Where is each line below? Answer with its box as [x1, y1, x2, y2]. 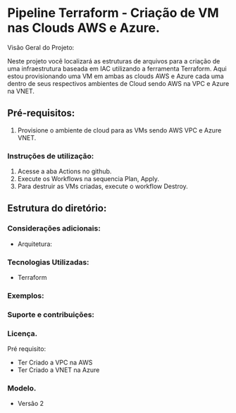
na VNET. [7, 87, 35, 95]
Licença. [7, 328, 37, 338]
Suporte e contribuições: [7, 309, 95, 319]
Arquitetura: [17, 240, 53, 248]
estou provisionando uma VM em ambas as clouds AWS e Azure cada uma [7, 72, 224, 80]
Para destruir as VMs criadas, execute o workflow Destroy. [17, 182, 188, 191]
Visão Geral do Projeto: [7, 43, 75, 51]
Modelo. [7, 383, 37, 393]
